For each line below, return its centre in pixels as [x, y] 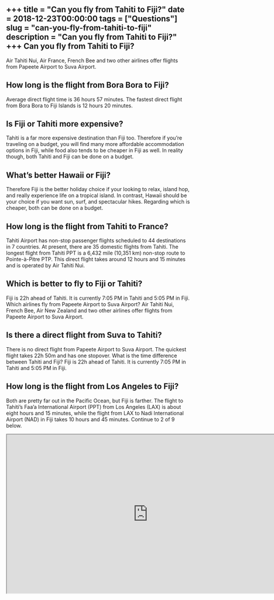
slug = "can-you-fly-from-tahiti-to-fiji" [79, 28]
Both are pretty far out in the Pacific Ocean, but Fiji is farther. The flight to [95, 401]
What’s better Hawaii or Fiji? [59, 175]
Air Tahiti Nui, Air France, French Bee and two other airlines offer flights [92, 60]
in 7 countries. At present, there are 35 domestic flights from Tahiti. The [92, 247]
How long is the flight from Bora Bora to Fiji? [88, 85]
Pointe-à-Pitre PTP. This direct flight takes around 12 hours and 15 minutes [96, 259]
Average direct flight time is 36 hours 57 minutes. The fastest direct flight [94, 99]
